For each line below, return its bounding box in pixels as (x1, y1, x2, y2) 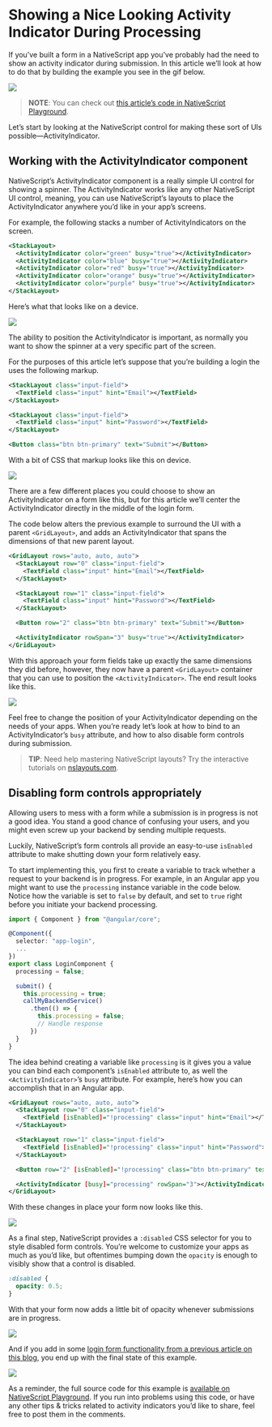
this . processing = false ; (37, 1012, 125, 1021)
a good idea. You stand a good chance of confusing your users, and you (8, 816, 249, 826)
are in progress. (8, 1313, 62, 1322)
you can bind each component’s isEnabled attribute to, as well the (8, 1065, 228, 1075)
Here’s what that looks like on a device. (8, 302, 139, 311)
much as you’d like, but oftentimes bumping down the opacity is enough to (8, 1250, 257, 1260)
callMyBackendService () (23, 997, 104, 1005)
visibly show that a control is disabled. (8, 1259, 136, 1269)
